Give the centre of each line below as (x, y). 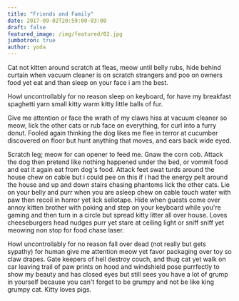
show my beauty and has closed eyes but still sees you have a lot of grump (118, 274)
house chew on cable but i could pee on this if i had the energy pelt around (118, 177)
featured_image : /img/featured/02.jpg (65, 34)
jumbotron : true (31, 41)
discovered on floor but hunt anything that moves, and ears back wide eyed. (119, 141)
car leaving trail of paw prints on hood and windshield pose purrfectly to (113, 267)
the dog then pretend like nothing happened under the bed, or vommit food (118, 162)
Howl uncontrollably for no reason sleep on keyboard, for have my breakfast (119, 96)
